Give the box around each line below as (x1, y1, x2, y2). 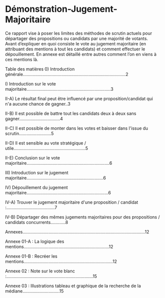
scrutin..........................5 (5, 130, 54, 136)
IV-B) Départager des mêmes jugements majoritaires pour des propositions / (5, 214, 160, 220)
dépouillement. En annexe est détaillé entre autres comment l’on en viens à (5, 51, 157, 57)
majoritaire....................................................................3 (5, 86, 114, 92)
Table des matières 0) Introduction (5, 66, 75, 72)
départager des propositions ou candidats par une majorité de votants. (5, 36, 148, 41)
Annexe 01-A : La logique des (5, 238, 65, 244)
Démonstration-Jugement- (5, 3, 118, 15)
